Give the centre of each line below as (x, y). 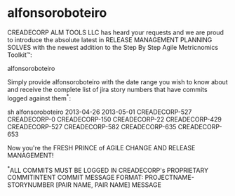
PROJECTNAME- (169, 178)
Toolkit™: (20, 55)
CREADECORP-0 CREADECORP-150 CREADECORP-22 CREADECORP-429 (115, 119)
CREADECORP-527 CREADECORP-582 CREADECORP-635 (92, 126)
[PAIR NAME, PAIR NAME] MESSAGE (108, 185)
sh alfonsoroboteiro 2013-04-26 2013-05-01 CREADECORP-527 (100, 112)
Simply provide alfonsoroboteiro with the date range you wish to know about (117, 81)
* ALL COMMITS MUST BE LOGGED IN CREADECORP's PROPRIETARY (108, 169)
